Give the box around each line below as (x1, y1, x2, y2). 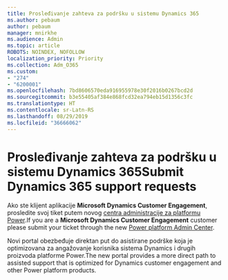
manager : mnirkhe (7, 29, 57, 37)
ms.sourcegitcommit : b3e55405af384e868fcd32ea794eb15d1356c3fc (7, 94, 193, 101)
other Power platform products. (7, 266, 97, 274)
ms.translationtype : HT (7, 100, 76, 107)
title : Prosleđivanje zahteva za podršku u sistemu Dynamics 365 (7, 10, 199, 17)
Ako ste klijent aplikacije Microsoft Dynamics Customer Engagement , (7, 201, 208, 209)
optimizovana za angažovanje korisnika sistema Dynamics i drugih (7, 244, 196, 252)
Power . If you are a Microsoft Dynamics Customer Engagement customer (7, 216, 218, 225)
